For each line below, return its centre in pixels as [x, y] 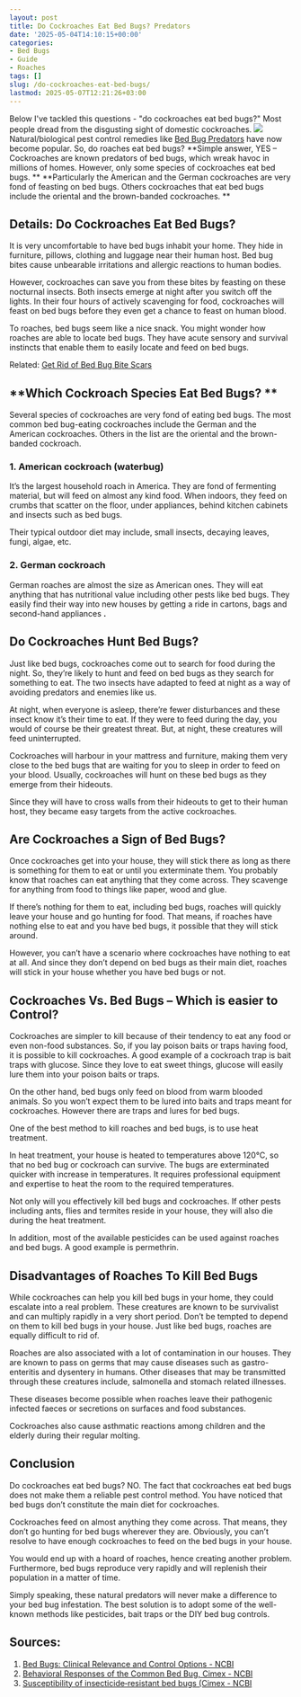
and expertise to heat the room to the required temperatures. [122, 1184]
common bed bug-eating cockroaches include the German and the [133, 424]
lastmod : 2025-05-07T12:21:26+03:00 [78, 93]
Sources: [35, 1643]
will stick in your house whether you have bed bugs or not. [118, 973]
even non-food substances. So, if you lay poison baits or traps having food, [149, 1046]
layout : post [34, 18]
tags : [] [26, 76]
